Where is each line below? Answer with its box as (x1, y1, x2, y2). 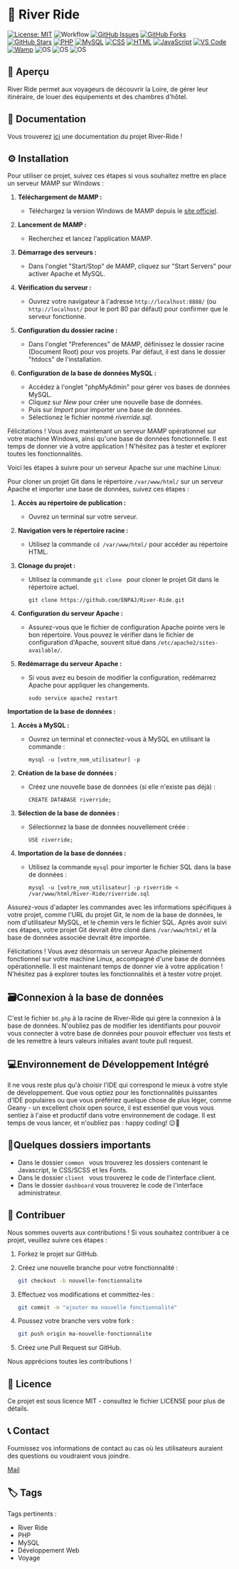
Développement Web (17, 1545, 80, 1554)
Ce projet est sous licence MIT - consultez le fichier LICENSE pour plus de (7, 1397, 225, 1406)
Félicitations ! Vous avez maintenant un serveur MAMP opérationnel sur (7, 427, 217, 436)
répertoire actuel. (28, 583, 80, 591)
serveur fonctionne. (28, 312, 87, 321)
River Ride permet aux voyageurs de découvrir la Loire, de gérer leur (7, 85, 208, 93)
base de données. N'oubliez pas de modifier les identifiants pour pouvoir (7, 1021, 221, 1030)
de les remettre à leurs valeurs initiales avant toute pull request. (7, 1037, 193, 1046)
